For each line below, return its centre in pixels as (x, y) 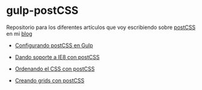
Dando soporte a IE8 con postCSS (57, 57)
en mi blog (19, 33)
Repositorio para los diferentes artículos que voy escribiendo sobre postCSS (101, 27)
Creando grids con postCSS (50, 80)
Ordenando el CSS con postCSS (55, 69)
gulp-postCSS (42, 11)
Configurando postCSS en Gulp (54, 45)
